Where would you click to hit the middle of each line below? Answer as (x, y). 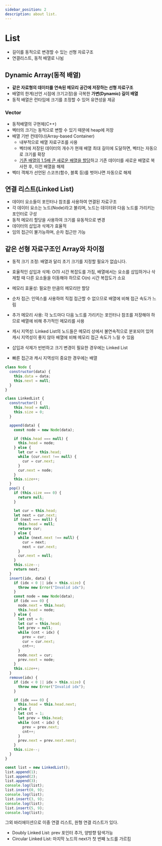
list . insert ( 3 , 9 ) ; (25, 799)
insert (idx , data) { (30, 578)
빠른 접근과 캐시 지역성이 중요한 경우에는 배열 (55, 358)
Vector (13, 113)
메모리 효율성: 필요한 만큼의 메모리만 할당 (51, 288)
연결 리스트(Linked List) (39, 189)
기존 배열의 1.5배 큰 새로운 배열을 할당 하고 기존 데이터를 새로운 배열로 (84, 160)
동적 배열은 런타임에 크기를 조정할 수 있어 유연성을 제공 (64, 100)
